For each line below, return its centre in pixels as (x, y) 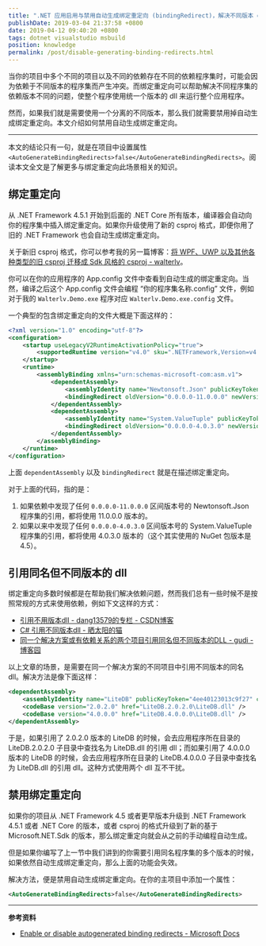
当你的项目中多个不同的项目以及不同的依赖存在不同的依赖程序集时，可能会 (129, 76)
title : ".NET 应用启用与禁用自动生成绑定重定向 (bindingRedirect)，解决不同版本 (131, 15)
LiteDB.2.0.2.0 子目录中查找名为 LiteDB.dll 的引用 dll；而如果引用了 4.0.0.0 (129, 747)
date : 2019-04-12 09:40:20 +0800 (63, 30)
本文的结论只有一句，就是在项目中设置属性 (78, 147)
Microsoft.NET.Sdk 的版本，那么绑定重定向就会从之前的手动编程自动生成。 (130, 836)
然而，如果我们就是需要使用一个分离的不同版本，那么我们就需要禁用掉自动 (129, 113)
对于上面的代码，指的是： (50, 488)
